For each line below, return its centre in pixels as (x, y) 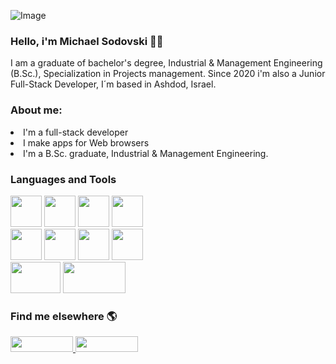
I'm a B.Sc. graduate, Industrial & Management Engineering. (146, 153)
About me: (36, 110)
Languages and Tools (63, 179)
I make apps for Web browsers (86, 142)
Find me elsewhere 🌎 (64, 316)
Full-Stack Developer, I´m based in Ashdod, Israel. (113, 84)
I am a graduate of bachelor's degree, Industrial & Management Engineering (166, 63)
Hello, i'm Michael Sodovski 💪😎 (87, 41)
